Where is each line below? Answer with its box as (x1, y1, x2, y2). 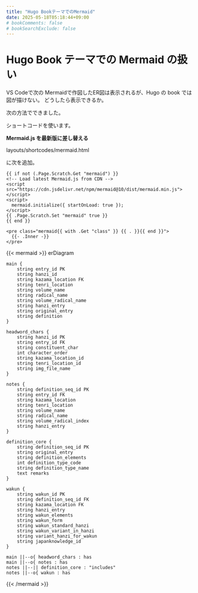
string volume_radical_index (17, 418, 89, 424)
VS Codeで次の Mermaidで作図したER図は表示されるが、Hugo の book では (6, 89, 192, 96)
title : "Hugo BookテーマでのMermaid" (6, 8, 95, 15)
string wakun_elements (17, 512, 73, 518)
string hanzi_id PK (17, 334, 66, 340)
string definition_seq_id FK (17, 497, 89, 503)
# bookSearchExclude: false (6, 25, 76, 32)
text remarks (17, 470, 49, 476)
